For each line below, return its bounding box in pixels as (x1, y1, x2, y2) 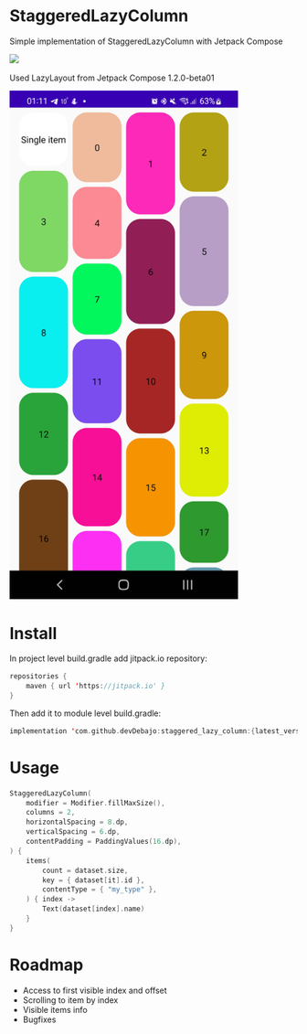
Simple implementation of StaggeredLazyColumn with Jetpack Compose (9, 36, 283, 47)
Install (9, 623, 58, 644)
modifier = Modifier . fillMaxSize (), (26, 798, 166, 807)
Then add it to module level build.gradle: (9, 708, 162, 719)
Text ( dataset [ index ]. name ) (42, 904, 145, 914)
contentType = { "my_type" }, (42, 885, 157, 894)
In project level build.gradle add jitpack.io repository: (9, 653, 207, 664)
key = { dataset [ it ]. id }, (42, 875, 145, 885)
